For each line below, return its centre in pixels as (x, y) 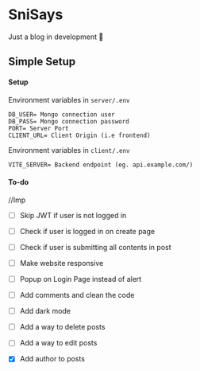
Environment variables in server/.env (69, 100)
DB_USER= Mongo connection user (62, 114)
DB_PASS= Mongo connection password (69, 121)
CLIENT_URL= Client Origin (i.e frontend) (79, 135)
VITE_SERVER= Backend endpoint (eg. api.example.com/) (101, 165)
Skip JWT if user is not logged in (73, 215)
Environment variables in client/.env (69, 150)
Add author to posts (52, 359)
